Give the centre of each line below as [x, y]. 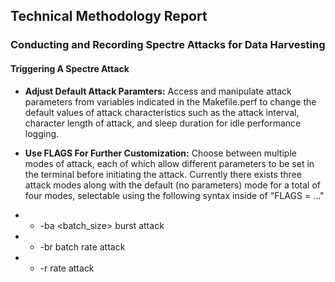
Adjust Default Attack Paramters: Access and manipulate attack [158, 91]
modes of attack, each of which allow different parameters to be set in [169, 163]
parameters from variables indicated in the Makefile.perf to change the [170, 101]
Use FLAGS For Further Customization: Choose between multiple [160, 153]
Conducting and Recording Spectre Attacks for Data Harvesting [168, 45]
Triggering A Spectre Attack [70, 68]
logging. [42, 133]
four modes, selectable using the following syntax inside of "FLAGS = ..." [174, 195]
